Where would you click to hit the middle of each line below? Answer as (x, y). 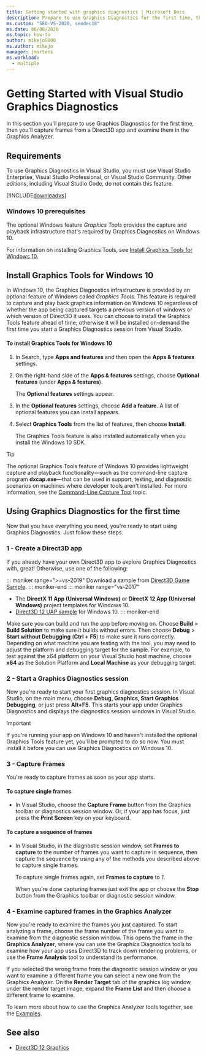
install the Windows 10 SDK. (50, 442)
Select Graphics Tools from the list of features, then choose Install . (101, 424)
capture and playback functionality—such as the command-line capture (97, 472)
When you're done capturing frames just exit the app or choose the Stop (107, 888)
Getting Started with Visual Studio (95, 93)
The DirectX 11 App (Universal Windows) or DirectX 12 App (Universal (105, 599)
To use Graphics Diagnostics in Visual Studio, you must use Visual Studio (99, 171)
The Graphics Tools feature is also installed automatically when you (100, 436)
